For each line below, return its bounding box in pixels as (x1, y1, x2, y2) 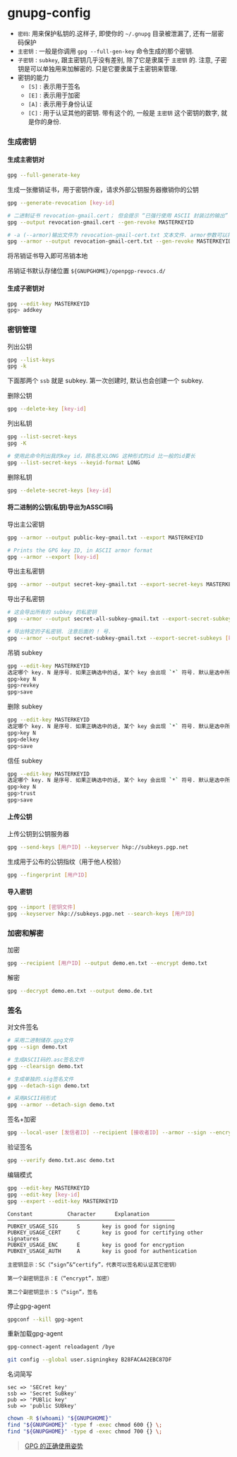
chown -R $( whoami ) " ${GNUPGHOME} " (7, 1415, 112, 1422)
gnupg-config (7, 5, 91, 21)
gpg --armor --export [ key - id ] (7, 553, 99, 560)
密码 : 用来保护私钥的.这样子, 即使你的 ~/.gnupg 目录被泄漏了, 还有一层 (17, 29, 218, 37)
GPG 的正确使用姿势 (24, 1441, 83, 1450)
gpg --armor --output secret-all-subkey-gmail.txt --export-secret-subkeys (7, 615, 235, 622)
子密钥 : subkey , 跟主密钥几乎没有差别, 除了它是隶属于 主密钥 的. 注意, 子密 (17, 55, 227, 64)
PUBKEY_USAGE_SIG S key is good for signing (7, 1223, 175, 1230)
